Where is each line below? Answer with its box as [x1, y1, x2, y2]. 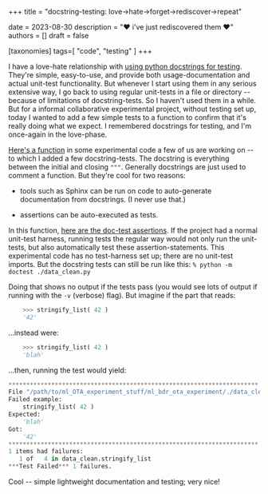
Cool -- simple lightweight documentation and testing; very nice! [8, 477, 221, 486]
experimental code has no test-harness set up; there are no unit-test [8, 251, 234, 261]
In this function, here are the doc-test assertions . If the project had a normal [8, 225, 258, 235]
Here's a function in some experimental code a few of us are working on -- [8, 145, 254, 154]
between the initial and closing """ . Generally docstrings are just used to [8, 162, 246, 171]
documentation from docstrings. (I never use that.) [19, 195, 186, 204]
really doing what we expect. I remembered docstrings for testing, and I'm [8, 122, 252, 130]
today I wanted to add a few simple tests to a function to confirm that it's [8, 113, 247, 122]
